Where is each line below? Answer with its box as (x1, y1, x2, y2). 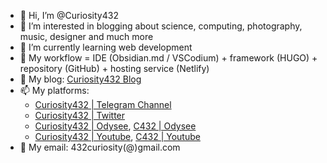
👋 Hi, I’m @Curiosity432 (19, 10, 119, 21)
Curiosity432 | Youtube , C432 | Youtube (34, 131, 201, 142)
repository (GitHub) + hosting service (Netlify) (19, 63, 210, 74)
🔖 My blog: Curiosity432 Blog (19, 73, 142, 85)
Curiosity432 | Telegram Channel (34, 99, 172, 110)
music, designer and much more (19, 31, 154, 42)
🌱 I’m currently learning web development (19, 41, 193, 53)
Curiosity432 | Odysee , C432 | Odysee (34, 120, 197, 132)
